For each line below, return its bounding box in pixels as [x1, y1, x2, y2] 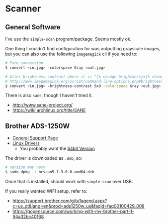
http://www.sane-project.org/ [12, 102, 73, 108]
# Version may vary [5, 165, 46, 170]
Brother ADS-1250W [5, 121, 70, 130]
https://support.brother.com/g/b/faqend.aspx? [12, 198, 107, 204]
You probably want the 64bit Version [19, 145, 95, 152]
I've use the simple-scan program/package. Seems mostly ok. [5, 36, 132, 42]
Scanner [5, 3, 41, 14]
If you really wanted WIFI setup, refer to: [5, 188, 88, 194]
